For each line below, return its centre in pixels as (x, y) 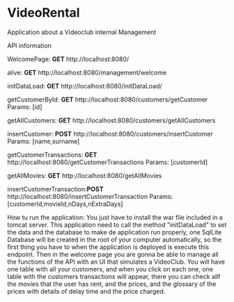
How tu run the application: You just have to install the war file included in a (115, 217)
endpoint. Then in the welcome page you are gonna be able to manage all (113, 254)
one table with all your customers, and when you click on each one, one (110, 269)
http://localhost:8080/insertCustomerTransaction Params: (90, 196)
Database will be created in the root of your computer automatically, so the (115, 239)
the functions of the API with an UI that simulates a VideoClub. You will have (116, 262)
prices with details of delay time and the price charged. (86, 291)
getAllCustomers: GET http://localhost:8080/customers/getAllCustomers (111, 120)
